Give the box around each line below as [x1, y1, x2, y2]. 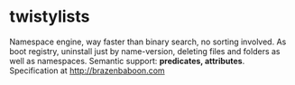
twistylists [9, 6, 90, 27]
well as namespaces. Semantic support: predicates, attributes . [9, 55, 245, 66]
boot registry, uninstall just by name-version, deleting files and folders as [9, 45, 281, 56]
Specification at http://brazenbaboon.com [9, 65, 165, 76]
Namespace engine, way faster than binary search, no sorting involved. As [9, 36, 287, 47]
